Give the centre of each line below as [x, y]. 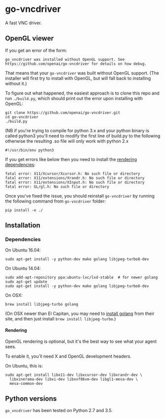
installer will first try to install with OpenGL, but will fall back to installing [78, 78]
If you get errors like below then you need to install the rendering [71, 159]
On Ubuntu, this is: [24, 366]
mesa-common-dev [26, 383]
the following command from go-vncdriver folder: [56, 201]
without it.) [16, 83]
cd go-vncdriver [22, 117]
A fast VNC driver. [23, 23]
